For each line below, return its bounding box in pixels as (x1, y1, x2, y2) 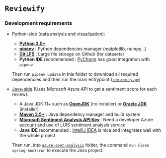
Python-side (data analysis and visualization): (11, 31, 105, 37)
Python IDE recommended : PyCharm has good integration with (19, 56, 150, 62)
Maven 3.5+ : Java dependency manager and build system (19, 111, 141, 117)
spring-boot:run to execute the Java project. (11, 148, 104, 154)
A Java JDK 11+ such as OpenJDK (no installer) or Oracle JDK (19, 101, 147, 107)
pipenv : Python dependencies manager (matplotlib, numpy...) (19, 46, 147, 52)
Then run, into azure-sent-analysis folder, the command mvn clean (11, 142, 150, 148)
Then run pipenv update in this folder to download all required (11, 71, 139, 77)
